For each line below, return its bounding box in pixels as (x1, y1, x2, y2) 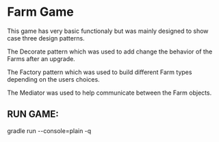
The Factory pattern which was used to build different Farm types (7, 68, 192, 76)
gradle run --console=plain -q (7, 126, 92, 134)
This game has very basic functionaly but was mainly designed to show (7, 27, 209, 35)
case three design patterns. (7, 34, 85, 42)
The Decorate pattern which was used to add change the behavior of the (7, 47, 213, 56)
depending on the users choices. (7, 75, 101, 83)
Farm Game (7, 4, 74, 20)
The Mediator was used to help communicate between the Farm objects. (7, 88, 212, 97)
